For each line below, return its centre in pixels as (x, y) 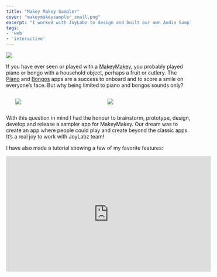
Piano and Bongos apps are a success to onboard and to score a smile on (95, 79)
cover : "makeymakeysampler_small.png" (53, 17)
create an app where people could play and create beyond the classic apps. (97, 130)
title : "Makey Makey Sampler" (43, 11)
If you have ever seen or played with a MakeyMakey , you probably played (94, 66)
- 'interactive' (26, 39)
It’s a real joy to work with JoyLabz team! (55, 136)
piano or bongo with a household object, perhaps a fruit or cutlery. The (92, 73)
